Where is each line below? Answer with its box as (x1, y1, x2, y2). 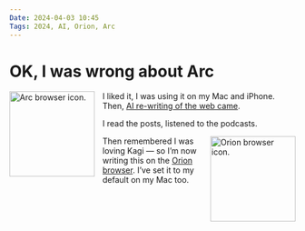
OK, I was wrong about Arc (9, 61, 215, 82)
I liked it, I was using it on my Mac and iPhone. (103, 91, 275, 102)
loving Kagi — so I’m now (103, 146, 197, 156)
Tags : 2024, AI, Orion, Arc (9, 22, 116, 31)
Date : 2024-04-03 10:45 (9, 13, 100, 23)
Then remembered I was (103, 136, 194, 146)
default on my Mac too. (103, 175, 190, 186)
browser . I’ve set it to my (103, 165, 195, 176)
